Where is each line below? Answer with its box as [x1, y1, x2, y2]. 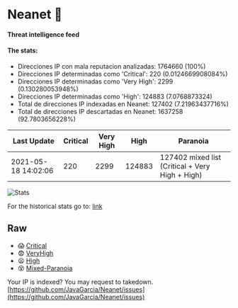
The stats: [7, 46, 38, 55]
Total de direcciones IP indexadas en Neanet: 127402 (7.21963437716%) [17, 99, 229, 108]
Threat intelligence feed [7, 30, 80, 38]
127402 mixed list [159, 152, 222, 162]
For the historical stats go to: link [7, 202, 103, 210]
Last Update [13, 136, 55, 146]
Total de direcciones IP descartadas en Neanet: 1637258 [17, 107, 183, 115]
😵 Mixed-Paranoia [17, 263, 73, 272]
